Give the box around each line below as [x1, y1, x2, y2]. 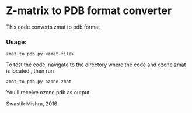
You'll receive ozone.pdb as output [6, 89, 90, 96]
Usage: [6, 38, 27, 46]
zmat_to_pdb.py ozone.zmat [6, 79, 72, 85]
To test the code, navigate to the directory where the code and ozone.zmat [6, 61, 186, 68]
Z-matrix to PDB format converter [6, 4, 172, 17]
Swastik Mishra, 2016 [6, 100, 57, 107]
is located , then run [6, 68, 54, 75]
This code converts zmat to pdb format [6, 23, 100, 30]
